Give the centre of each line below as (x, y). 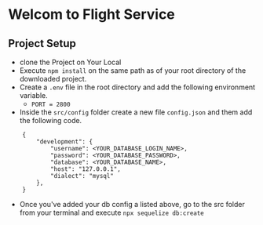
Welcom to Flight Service (91, 15)
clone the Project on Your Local (70, 62)
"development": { (64, 142)
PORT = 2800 (51, 104)
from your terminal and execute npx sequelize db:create (111, 212)
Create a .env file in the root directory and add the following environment (137, 87)
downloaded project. (53, 79)
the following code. (51, 120)
